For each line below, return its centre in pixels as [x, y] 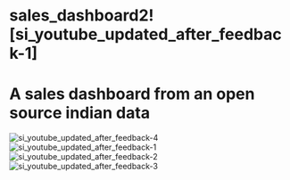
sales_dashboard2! [82, 16]
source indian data [79, 113]
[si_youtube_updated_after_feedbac [146, 34]
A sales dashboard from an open [132, 94]
